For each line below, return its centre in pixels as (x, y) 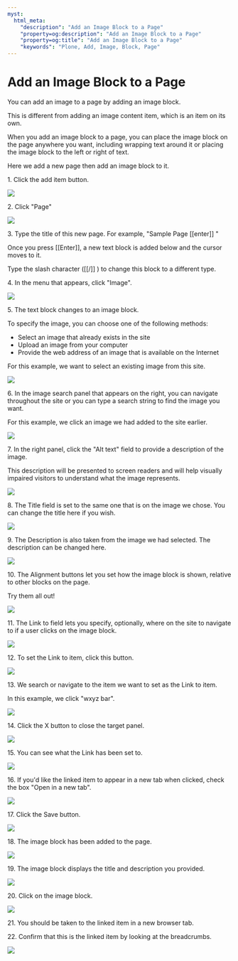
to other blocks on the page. (49, 582)
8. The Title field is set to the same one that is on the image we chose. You (117, 505)
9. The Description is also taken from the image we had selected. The (109, 539)
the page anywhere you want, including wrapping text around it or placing (115, 144)
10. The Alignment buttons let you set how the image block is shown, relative (119, 574)
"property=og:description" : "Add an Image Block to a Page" (111, 34)
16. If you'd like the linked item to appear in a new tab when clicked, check (116, 780)
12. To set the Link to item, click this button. (71, 657)
